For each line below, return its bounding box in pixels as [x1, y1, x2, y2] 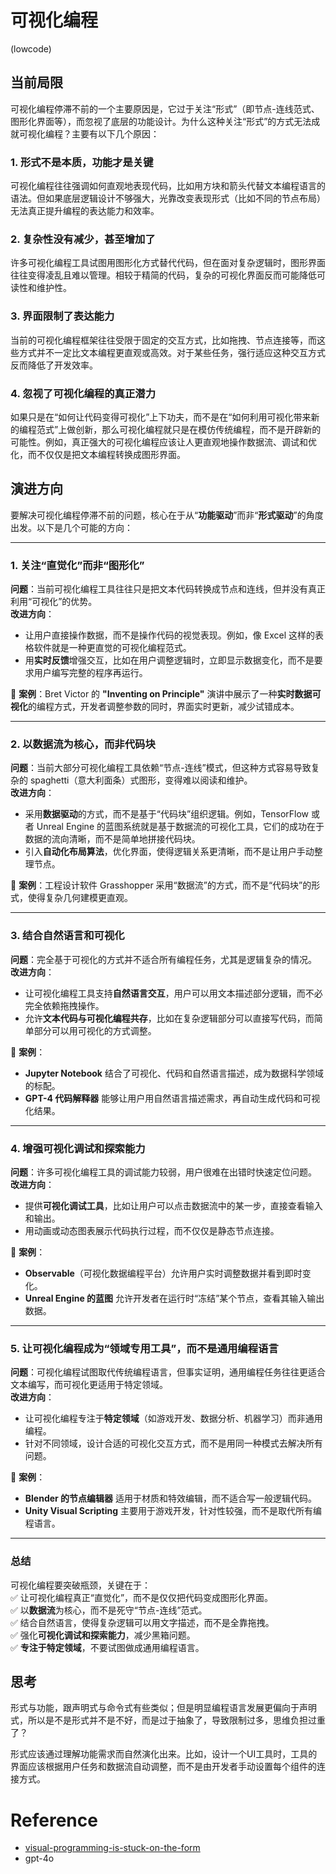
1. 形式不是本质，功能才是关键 [10, 155, 154, 169]
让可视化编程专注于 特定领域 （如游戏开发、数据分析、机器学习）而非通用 [24, 1412, 323, 1425]
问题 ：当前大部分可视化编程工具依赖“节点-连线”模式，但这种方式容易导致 [10, 762, 312, 774]
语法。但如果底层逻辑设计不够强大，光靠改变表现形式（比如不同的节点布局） [10, 192, 326, 205]
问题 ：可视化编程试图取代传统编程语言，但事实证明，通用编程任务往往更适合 [10, 1366, 326, 1378]
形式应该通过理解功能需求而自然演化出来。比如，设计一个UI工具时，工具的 [10, 1748, 318, 1760]
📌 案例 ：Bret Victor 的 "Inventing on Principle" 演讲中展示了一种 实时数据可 [10, 688, 322, 700]
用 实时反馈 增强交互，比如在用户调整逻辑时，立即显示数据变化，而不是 [24, 654, 315, 666]
